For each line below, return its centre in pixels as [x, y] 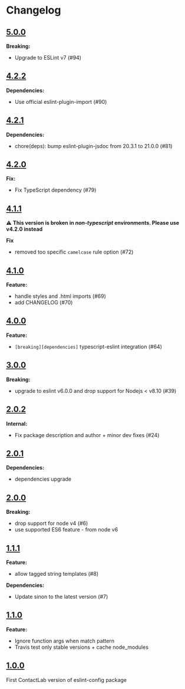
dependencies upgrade [43, 479]
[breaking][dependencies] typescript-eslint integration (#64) [88, 346]
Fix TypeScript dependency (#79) [55, 190]
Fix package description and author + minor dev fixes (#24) [87, 435]
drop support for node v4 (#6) [51, 523]
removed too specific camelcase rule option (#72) [74, 252]
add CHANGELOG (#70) [44, 303]
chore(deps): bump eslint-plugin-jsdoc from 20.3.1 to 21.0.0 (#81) [93, 146]
